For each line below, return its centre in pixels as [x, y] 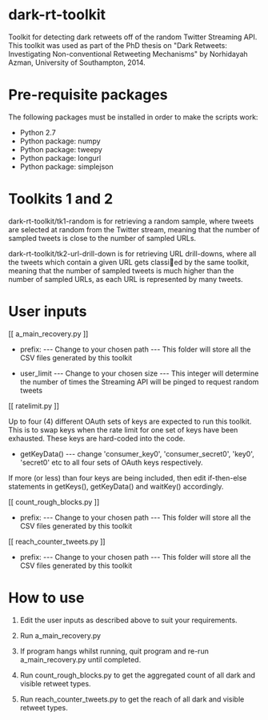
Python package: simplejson [66, 167]
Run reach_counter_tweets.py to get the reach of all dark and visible [132, 699]
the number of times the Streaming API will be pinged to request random [139, 381]
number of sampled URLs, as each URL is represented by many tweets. [126, 279]
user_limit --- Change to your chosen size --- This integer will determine [139, 373]
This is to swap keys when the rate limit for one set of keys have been [123, 429]
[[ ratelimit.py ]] [34, 405]
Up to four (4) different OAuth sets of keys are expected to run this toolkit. [130, 421]
